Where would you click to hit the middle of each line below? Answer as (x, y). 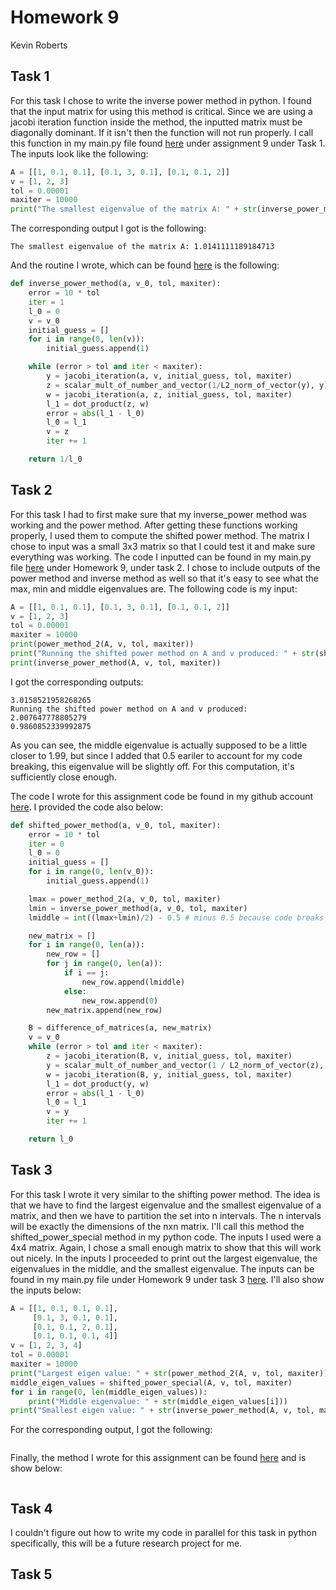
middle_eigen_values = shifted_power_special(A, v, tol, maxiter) (151, 1382)
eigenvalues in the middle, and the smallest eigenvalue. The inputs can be (162, 1268)
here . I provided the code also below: (87, 807)
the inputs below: (46, 1290)
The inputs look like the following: (79, 153)
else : (75, 991)
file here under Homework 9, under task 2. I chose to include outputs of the (165, 567)
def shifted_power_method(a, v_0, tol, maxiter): (116, 825)
